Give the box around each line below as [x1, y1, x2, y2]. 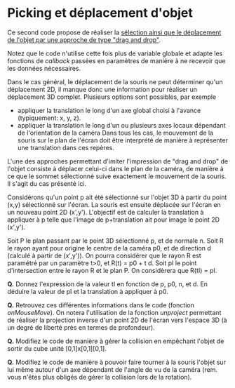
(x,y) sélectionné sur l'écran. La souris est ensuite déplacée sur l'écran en [7, 200, 221, 208]
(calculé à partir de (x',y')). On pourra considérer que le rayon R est [7, 251, 201, 260]
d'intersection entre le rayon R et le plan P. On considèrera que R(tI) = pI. [7, 266, 217, 274]
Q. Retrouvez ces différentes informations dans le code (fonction [7, 300, 194, 309]
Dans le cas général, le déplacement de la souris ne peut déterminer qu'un [7, 77, 223, 86]
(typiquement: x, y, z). [17, 114, 81, 122]
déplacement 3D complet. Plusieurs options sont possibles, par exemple [7, 93, 217, 101]
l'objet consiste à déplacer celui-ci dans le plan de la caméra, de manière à [7, 164, 224, 173]
